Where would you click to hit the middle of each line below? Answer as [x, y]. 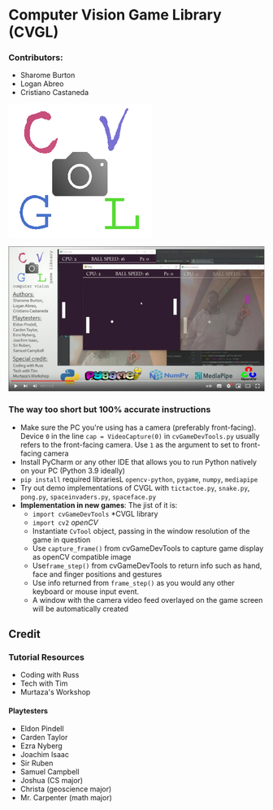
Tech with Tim [44, 683]
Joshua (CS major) [52, 781]
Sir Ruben [37, 763]
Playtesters [28, 710]
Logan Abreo [42, 84]
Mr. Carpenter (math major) [66, 798]
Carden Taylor [44, 738]
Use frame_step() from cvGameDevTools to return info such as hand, [147, 565]
